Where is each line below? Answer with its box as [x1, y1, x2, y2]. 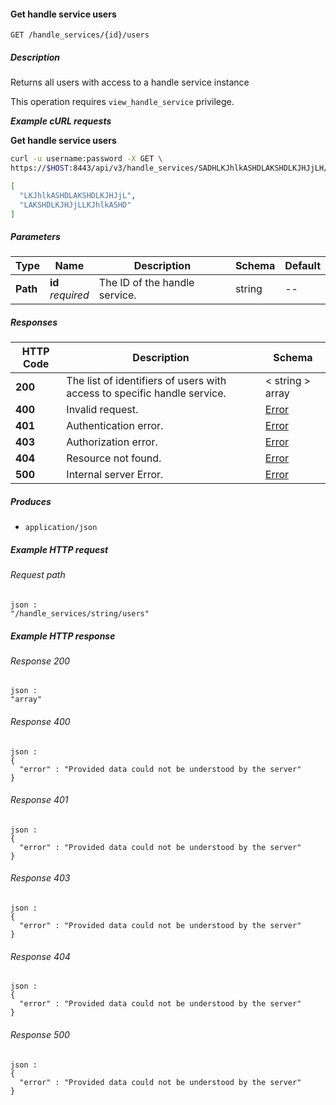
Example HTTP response [10, 630, 116, 642]
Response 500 [10, 1028, 70, 1040]
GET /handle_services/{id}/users [10, 30, 150, 40]
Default [284, 259, 321, 273]
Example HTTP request [10, 543, 109, 555]
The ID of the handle [98, 276, 195, 290]
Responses [10, 316, 58, 328]
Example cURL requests [10, 115, 112, 127]
